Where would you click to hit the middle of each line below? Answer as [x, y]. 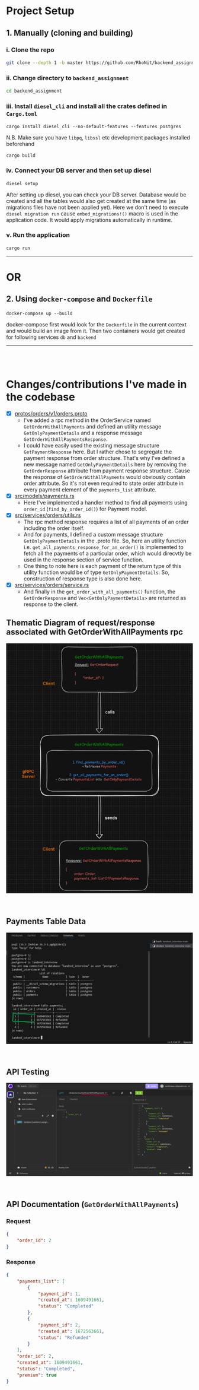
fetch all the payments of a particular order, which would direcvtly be [107, 553]
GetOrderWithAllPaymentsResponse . [65, 439]
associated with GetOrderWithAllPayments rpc [95, 632]
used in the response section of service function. [84, 560]
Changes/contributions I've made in [97, 385]
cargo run [18, 248]
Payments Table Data [46, 921]
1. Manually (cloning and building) [70, 33]
